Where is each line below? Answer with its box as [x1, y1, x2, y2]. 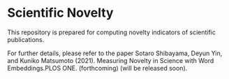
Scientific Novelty [7, 5, 114, 21]
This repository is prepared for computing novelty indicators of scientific [7, 28, 216, 36]
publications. [7, 35, 45, 43]
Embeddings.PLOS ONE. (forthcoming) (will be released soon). [7, 64, 188, 72]
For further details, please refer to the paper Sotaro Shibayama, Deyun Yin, [7, 49, 223, 57]
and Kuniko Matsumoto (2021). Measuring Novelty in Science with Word [7, 56, 214, 64]
